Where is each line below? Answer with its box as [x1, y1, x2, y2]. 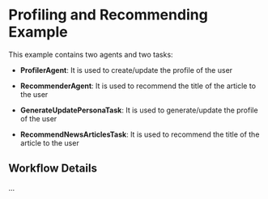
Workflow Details [8, 162, 97, 176]
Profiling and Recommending [8, 6, 208, 24]
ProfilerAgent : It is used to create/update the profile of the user [19, 65, 233, 74]
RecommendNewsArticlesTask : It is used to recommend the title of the [19, 129, 260, 139]
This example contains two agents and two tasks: [8, 49, 173, 59]
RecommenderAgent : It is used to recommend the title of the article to [19, 81, 257, 91]
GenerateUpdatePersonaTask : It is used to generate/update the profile [19, 105, 258, 115]
